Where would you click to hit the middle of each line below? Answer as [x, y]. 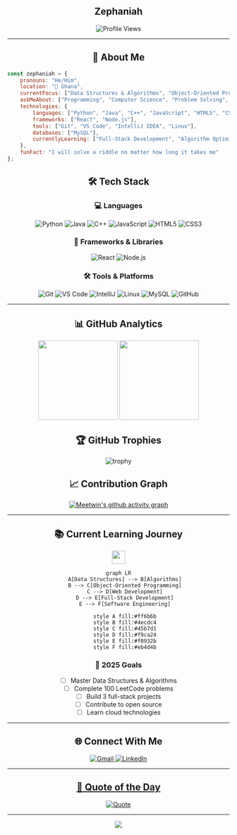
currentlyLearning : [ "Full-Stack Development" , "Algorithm [121, 139]
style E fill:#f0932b [124, 641]
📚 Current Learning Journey [119, 534]
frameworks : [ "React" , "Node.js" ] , [85, 119]
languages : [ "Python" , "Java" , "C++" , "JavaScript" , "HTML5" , [126, 113]
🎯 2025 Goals [119, 665]
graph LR [119, 573]
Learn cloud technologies [124, 712]
